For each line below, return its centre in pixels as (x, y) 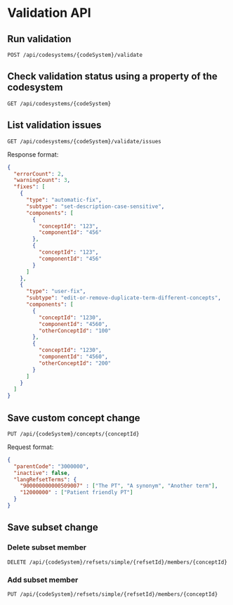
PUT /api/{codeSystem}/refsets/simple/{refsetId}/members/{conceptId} (113, 594)
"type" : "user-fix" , (56, 292)
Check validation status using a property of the (112, 76)
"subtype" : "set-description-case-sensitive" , (95, 206)
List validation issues (54, 125)
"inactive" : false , (42, 473)
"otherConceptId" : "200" (75, 363)
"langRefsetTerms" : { (45, 479)
